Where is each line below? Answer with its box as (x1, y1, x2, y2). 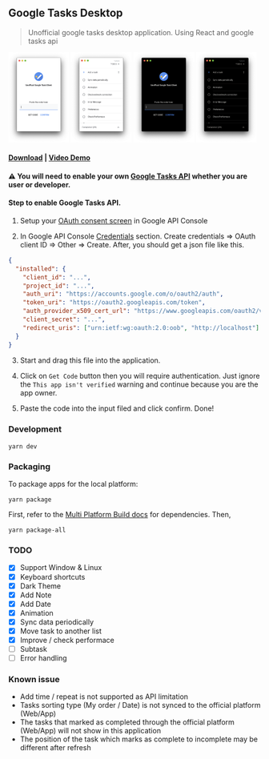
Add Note (19, 590, 52, 600)
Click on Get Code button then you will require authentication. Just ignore (19, 371, 260, 380)
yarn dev (8, 442, 38, 451)
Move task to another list (19, 626, 102, 636)
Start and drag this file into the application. (19, 355, 161, 365)
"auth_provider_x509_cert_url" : (22, 307, 130, 315)
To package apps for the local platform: (8, 480, 139, 489)
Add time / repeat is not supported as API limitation (19, 692, 189, 701)
